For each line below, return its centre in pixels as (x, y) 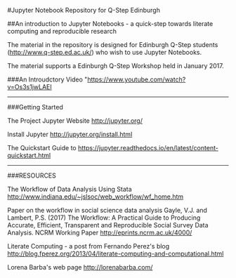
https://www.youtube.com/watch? (137, 79)
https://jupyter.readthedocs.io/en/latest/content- (148, 148)
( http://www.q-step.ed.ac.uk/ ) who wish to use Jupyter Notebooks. (105, 52)
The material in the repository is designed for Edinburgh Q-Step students (113, 45)
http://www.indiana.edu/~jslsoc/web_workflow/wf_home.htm (96, 197)
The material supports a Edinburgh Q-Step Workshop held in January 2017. (116, 66)
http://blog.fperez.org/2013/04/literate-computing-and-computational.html (116, 253)
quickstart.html (29, 155)
